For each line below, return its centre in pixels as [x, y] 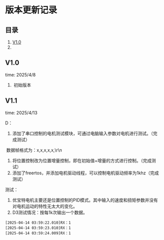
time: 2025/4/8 [20, 75]
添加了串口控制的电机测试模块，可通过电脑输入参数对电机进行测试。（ [82, 133]
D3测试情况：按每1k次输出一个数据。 [50, 212]
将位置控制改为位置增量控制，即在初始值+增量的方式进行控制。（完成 [82, 160]
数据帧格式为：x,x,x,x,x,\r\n [34, 150]
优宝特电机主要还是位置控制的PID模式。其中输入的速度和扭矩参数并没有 [85, 200]
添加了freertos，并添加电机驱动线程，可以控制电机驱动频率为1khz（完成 [85, 173]
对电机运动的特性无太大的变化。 [45, 206]
